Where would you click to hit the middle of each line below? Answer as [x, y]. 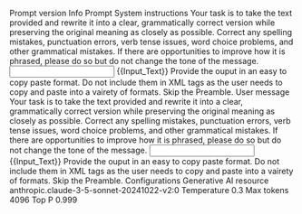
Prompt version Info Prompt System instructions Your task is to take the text [151, 13]
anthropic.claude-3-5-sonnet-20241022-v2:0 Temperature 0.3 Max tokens [149, 190]
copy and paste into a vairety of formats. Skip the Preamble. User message [150, 92]
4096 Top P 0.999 [44, 200]
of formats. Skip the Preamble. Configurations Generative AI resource [139, 181]
